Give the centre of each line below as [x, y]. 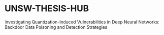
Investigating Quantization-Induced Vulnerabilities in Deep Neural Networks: [82, 22]
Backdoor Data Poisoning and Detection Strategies [56, 27]
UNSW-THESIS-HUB [47, 9]
